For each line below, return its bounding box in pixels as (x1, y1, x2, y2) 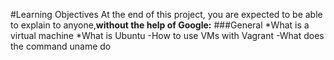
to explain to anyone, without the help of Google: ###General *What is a (10, 19, 310, 31)
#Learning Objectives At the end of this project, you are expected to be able (10, 9, 323, 20)
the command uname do (10, 40, 112, 52)
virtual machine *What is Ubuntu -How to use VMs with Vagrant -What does (10, 30, 325, 41)
